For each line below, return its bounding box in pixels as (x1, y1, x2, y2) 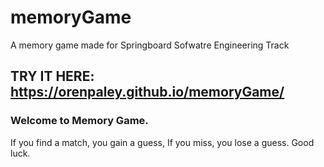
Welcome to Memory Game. (10, 114, 149, 128)
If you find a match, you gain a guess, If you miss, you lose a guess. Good (10, 136, 315, 148)
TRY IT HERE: (10, 68, 95, 85)
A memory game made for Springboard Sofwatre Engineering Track (10, 39, 290, 51)
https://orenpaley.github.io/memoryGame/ (10, 84, 285, 101)
